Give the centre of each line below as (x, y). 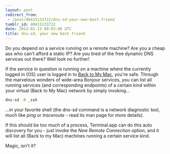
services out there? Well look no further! (47, 59)
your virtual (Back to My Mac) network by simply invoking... (68, 91)
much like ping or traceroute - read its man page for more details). (75, 115)
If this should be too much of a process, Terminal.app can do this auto (79, 125)
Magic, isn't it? (21, 145)
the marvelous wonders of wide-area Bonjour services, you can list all (79, 80)
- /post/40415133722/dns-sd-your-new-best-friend (61, 19)
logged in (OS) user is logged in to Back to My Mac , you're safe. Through (82, 74)
